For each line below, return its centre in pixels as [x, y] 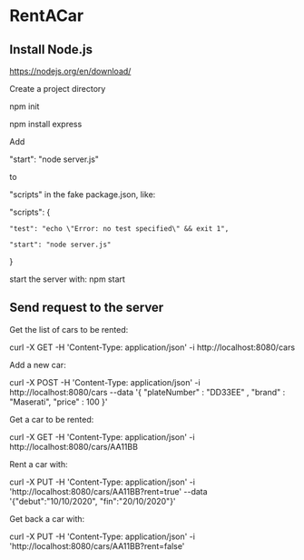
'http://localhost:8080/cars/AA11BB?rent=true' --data [108, 491]
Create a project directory [58, 89]
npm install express [46, 124]
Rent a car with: [39, 464]
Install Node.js [51, 50]
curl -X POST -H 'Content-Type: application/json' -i [105, 382]
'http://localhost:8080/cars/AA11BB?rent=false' [97, 545]
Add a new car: [38, 365]
